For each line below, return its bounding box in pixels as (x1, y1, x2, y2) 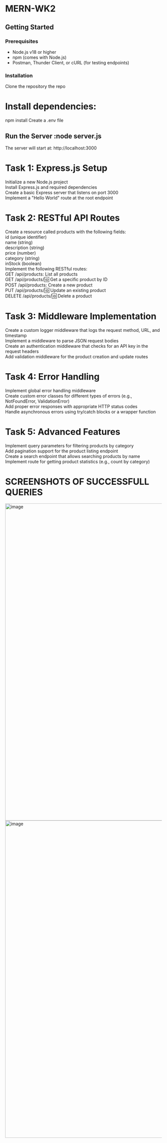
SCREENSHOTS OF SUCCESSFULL (5, 476, 150, 487)
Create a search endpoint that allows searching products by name (5, 453, 140, 459)
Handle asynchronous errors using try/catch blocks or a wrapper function (5, 409, 156, 415)
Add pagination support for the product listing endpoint (5, 448, 118, 454)
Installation (5, 72, 33, 79)
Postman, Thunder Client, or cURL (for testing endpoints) (12, 59, 129, 65)
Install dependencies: (5, 101, 97, 112)
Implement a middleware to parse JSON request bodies (5, 337, 119, 344)
